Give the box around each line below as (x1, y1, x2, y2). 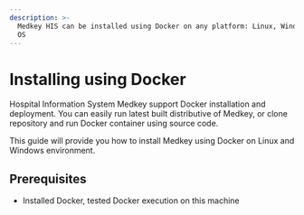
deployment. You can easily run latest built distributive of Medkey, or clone (9, 108, 288, 119)
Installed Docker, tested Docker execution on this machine (22, 195, 240, 206)
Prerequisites (9, 171, 87, 186)
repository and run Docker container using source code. (9, 118, 219, 129)
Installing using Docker (9, 69, 187, 89)
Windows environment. (9, 145, 96, 156)
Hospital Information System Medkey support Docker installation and (9, 98, 266, 109)
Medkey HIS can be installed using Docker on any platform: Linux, (17, 22, 278, 31)
